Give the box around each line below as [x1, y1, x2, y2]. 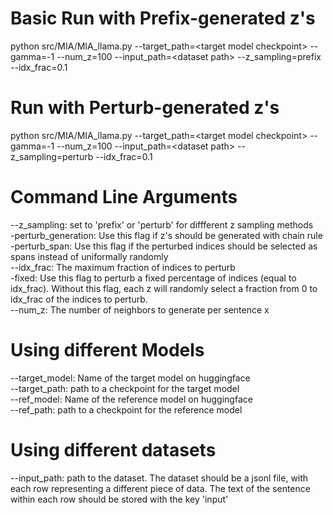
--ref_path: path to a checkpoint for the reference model [10, 403, 243, 416]
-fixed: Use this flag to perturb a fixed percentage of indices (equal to [10, 272, 297, 284]
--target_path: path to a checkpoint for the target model [10, 382, 240, 394]
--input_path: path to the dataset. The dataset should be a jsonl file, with [10, 472, 309, 484]
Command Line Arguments [10, 186, 238, 209]
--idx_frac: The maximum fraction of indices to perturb [10, 261, 236, 273]
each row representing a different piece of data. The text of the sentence [10, 482, 311, 494]
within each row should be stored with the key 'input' [10, 493, 229, 505]
